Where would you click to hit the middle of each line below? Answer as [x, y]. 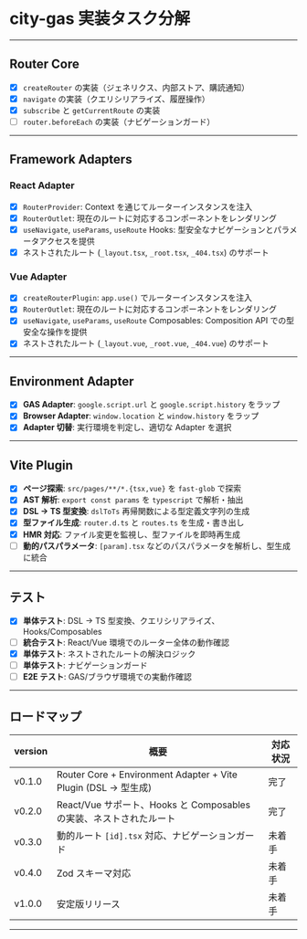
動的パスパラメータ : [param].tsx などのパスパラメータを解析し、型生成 [156, 545]
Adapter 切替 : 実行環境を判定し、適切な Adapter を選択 [127, 427]
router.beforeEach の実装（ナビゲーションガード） [119, 121]
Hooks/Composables [62, 631]
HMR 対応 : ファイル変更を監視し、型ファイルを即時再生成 [131, 534]
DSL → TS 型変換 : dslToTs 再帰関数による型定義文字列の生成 [136, 512]
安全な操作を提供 [55, 332]
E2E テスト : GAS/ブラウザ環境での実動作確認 [107, 676]
